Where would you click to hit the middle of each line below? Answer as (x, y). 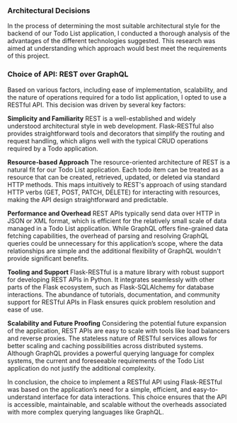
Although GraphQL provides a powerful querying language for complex (111, 353)
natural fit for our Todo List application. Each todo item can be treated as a (116, 169)
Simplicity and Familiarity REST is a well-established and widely (102, 118)
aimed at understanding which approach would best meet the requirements (117, 49)
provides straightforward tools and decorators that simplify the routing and (116, 133)
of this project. (29, 56)
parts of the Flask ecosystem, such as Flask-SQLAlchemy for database (111, 287)
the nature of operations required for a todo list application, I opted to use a (117, 97)
